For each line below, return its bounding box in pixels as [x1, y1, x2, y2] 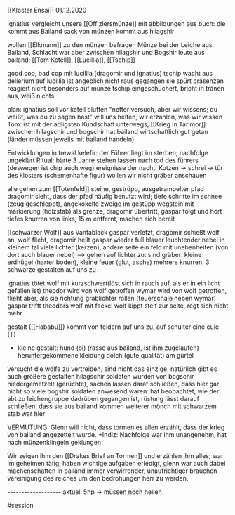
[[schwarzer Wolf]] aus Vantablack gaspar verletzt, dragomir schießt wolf [7, 228, 220, 236]
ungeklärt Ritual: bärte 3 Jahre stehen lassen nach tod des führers [7, 156, 199, 164]
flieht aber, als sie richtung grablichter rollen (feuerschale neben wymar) [7, 294, 216, 302]
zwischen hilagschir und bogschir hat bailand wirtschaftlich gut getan [7, 128, 208, 136]
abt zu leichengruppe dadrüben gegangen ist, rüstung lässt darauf [7, 395, 200, 403]
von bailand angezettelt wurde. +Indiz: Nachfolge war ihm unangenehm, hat [7, 431, 227, 438]
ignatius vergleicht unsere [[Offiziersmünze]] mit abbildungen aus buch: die [7, 20, 226, 27]
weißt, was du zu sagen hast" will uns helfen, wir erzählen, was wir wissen [7, 112, 223, 121]
